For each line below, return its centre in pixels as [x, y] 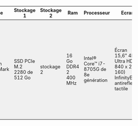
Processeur [97, 13]
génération [96, 81]
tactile [121, 88]
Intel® [90, 58]
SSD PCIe [24, 61]
